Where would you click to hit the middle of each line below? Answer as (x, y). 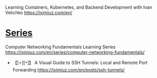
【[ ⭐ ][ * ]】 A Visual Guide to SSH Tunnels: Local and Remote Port (80, 62)
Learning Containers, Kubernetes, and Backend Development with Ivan (79, 7)
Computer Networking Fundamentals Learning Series (60, 47)
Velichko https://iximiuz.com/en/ (39, 13)
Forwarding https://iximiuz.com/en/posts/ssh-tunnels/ (68, 69)
